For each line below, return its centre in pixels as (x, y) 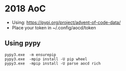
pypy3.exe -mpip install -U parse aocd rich (53, 63)
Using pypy (23, 43)
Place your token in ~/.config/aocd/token (54, 27)
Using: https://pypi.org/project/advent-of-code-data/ (66, 22)
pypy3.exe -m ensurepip (30, 55)
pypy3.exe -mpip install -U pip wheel (46, 59)
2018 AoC (25, 9)
